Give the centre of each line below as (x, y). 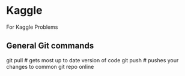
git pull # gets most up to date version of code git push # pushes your (92, 60)
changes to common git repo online (50, 66)
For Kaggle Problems (32, 27)
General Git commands (50, 46)
